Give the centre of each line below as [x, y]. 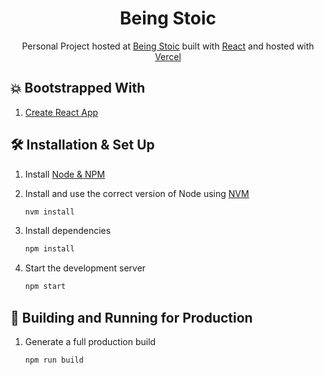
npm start [45, 287]
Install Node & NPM [65, 174]
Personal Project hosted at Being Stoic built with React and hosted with [168, 46]
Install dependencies [68, 231]
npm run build [54, 360]
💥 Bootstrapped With [78, 88]
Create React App [61, 112]
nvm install [49, 212]
